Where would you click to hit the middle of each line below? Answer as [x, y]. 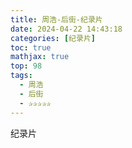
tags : [21, 76]
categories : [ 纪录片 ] [53, 38]
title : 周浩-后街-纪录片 [56, 19]
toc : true [31, 47]
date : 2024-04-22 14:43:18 [66, 29]
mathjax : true [40, 57]
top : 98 [26, 66]
